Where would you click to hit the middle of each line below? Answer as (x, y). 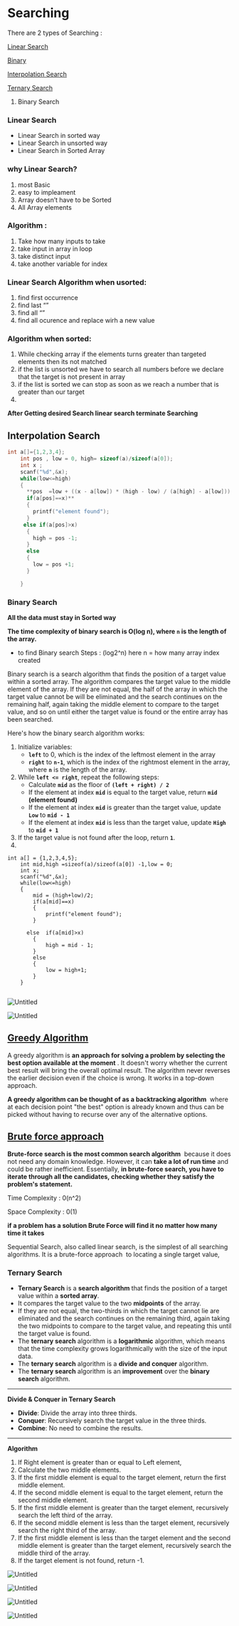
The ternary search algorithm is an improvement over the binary (113, 1371)
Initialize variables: (45, 747)
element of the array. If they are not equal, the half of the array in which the (117, 689)
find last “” (33, 305)
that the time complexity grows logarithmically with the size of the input (122, 1348)
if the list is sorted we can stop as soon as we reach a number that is (118, 385)
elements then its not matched (62, 362)
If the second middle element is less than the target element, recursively (123, 1522)
